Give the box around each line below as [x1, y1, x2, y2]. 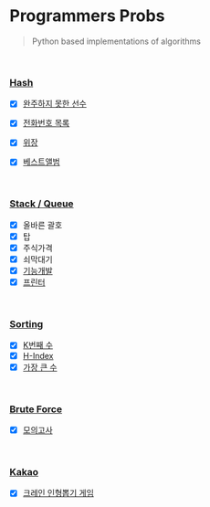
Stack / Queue [9, 197, 75, 210]
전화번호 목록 [22, 118, 70, 129]
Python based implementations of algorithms [31, 36, 201, 47]
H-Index [22, 350, 54, 361]
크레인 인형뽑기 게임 [22, 488, 94, 499]
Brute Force [9, 403, 62, 416]
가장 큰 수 [22, 362, 58, 373]
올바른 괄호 [22, 219, 63, 230]
